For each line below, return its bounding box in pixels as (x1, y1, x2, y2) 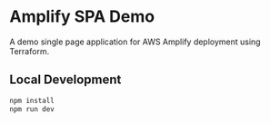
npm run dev (9, 104, 55, 114)
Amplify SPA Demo (9, 6, 155, 27)
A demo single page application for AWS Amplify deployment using (9, 36, 261, 47)
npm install (9, 96, 55, 105)
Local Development (9, 72, 122, 88)
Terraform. (9, 45, 50, 56)
